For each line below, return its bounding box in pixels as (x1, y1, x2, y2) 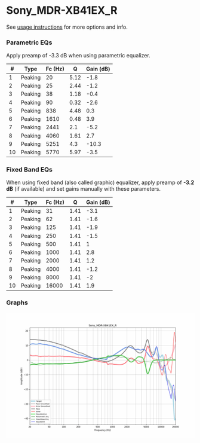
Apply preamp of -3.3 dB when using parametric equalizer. (6, 52, 150, 59)
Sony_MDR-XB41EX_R (6, 4, 118, 17)
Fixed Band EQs (6, 165, 53, 173)
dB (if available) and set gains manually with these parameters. (6, 185, 161, 193)
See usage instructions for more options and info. (6, 23, 128, 30)
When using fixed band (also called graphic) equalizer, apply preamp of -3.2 (6, 179, 195, 186)
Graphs (6, 298, 28, 307)
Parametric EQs (6, 38, 53, 47)
